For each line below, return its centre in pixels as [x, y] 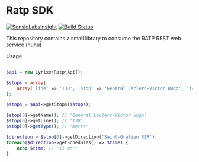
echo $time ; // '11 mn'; [47, 148]
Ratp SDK [30, 10]
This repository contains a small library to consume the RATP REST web [94, 38]
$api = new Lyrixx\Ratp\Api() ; [45, 72]
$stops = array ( [26, 83]
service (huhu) [24, 45]
